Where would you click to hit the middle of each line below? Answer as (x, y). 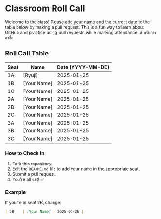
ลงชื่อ (9, 37)
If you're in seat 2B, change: (33, 203)
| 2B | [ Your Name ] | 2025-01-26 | (44, 212)
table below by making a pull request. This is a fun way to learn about (75, 27)
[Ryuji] (31, 75)
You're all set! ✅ (28, 179)
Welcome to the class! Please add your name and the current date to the (78, 22)
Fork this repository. (32, 164)
